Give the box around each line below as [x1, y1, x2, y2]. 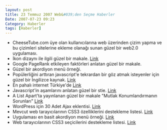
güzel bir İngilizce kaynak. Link [12, 77, 76, 83]
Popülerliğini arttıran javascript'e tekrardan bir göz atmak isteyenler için [12, 71, 159, 77]
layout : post [5, 7, 32, 12]
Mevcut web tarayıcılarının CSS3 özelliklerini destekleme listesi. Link [12, 108, 153, 115]
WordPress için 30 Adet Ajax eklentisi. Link [12, 103, 101, 109]
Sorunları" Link [12, 98, 43, 104]
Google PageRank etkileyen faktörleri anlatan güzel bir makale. [12, 61, 141, 67]
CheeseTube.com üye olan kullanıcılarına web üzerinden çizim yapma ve [12, 39, 162, 45]
